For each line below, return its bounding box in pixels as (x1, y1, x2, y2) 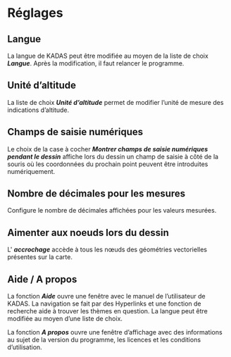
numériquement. (7, 167, 56, 175)
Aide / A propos (7, 273, 77, 285)
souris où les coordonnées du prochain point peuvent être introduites (7, 160, 208, 168)
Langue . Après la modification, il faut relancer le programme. (7, 59, 185, 68)
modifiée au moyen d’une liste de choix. (7, 315, 123, 323)
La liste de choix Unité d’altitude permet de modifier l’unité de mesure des (7, 98, 224, 106)
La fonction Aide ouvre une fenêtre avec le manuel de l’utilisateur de (7, 292, 206, 301)
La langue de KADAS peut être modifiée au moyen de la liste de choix (7, 51, 209, 60)
